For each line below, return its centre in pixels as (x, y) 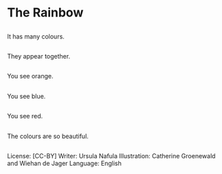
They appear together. (39, 56)
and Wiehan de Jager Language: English (65, 163)
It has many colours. (36, 36)
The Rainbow (45, 13)
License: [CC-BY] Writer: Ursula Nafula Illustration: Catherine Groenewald (111, 155)
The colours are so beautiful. (48, 136)
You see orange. (30, 76)
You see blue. (26, 96)
